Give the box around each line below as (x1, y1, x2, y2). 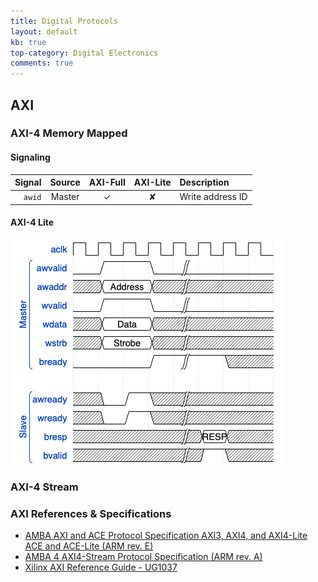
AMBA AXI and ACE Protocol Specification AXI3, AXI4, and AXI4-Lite (24, 530, 308, 542)
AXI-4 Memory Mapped (10, 126, 128, 140)
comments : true (10, 58, 74, 69)
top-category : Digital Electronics (10, 48, 159, 58)
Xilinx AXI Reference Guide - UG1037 (24, 561, 178, 574)
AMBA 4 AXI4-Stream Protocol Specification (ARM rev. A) (24, 551, 263, 563)
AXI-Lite (133, 176, 172, 189)
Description (179, 176, 230, 189)
